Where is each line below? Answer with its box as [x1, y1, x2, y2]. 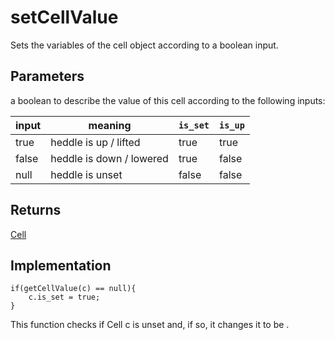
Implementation [10, 257, 112, 274]
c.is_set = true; [28, 292, 101, 303]
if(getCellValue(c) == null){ [10, 284, 137, 294]
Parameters [10, 68, 85, 85]
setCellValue [10, 6, 119, 29]
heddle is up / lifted [50, 135, 141, 149]
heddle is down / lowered [50, 151, 169, 165]
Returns [10, 202, 62, 219]
